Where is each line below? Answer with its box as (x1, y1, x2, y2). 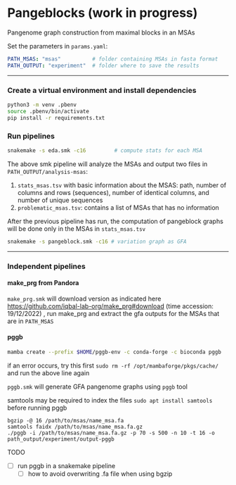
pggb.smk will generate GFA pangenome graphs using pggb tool (7, 382, 188, 391)
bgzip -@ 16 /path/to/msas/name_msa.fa (7, 417, 124, 424)
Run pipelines (7, 131, 55, 141)
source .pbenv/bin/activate (7, 108, 90, 115)
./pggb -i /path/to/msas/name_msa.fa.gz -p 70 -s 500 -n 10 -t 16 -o (7, 429, 216, 436)
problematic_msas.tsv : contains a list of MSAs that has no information (17, 203, 220, 212)
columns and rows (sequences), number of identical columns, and (17, 188, 209, 196)
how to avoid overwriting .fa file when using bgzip (27, 470, 173, 478)
